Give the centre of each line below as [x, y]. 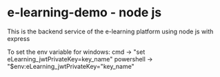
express [19, 38]
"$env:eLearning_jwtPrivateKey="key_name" [71, 66]
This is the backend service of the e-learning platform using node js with [110, 31]
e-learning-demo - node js [84, 13]
